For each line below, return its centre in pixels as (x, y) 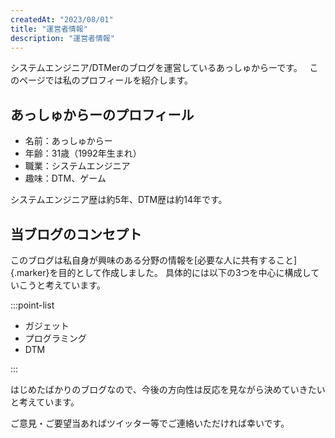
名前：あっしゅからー (68, 141)
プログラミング (55, 338)
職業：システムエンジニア (77, 166)
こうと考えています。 (62, 285)
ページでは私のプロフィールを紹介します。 (106, 80)
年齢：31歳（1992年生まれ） (83, 153)
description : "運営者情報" (62, 38)
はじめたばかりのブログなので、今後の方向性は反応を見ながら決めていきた (163, 389)
